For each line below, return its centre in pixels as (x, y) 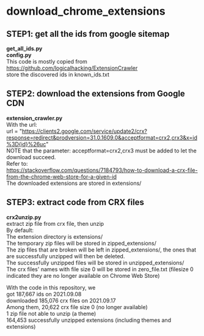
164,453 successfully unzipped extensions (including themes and (89, 320)
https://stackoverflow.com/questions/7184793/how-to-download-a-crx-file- (102, 170)
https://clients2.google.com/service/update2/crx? (85, 131)
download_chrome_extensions (86, 11)
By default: (20, 230)
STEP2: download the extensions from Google (96, 94)
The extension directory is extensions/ (54, 236)
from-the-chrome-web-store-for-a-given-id (62, 176)
